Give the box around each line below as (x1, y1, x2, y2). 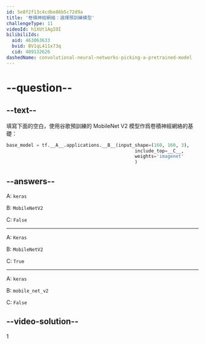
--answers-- (6, 176, 55, 187)
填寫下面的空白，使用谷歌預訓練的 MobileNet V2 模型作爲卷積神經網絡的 (6, 122, 188, 129)
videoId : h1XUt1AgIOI (6, 26, 62, 32)
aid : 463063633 (12, 37, 51, 43)
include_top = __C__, (134, 148, 184, 154)
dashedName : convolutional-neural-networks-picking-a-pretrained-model (6, 54, 192, 61)
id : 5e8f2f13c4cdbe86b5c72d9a (6, 9, 84, 15)
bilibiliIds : (6, 32, 40, 38)
